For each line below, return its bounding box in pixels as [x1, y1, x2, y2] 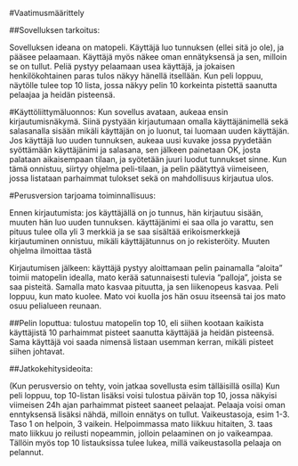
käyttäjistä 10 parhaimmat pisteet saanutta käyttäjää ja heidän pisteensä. [9, 327, 275, 338]
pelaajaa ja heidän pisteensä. [9, 89, 116, 100]
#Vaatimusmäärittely [9, 8, 85, 18]
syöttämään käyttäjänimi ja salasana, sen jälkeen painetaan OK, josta [9, 144, 261, 155]
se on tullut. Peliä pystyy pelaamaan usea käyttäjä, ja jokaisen [9, 61, 236, 71]
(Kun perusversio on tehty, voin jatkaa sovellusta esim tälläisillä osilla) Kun [9, 380, 280, 391]
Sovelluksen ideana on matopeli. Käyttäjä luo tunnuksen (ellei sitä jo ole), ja [9, 42, 285, 53]
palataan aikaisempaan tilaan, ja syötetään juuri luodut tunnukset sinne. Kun [9, 154, 287, 164]
